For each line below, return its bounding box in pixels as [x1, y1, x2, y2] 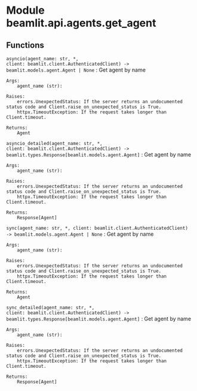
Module [6, 4, 45, 17]
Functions [6, 40, 45, 50]
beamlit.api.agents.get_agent [6, 16, 156, 30]
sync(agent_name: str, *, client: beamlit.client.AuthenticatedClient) [6, 225, 188, 231]
